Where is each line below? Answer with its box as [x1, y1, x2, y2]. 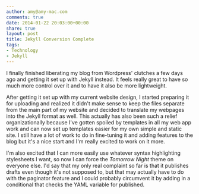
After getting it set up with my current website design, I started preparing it [6, 93, 189, 101]
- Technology [6, 48, 39, 54]
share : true [6, 25, 36, 32]
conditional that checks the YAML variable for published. [6, 181, 145, 188]
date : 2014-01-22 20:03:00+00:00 [6, 20, 89, 26]
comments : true [6, 14, 44, 20]
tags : [6, 42, 20, 48]
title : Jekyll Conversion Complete [6, 36, 94, 42]
